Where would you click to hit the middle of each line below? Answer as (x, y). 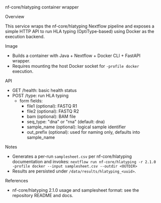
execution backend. (25, 37)
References (17, 181)
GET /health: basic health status (44, 90)
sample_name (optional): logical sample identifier (76, 127)
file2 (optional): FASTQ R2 (53, 111)
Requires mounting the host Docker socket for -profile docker (76, 66)
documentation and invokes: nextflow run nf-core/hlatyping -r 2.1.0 (84, 161)
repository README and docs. (43, 195)
